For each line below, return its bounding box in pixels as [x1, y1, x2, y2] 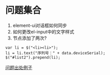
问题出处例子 [5, 64, 32, 70]
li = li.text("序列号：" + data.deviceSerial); [5, 50, 106, 56]
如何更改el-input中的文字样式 [12, 28, 74, 34]
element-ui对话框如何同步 [12, 22, 68, 28]
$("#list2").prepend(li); [5, 55, 60, 60]
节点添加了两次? [12, 35, 47, 41]
